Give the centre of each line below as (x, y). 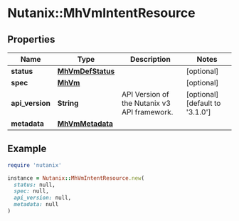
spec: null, (32, 191)
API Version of (145, 94)
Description (150, 59)
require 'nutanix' (34, 165)
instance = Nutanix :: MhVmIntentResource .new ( (76, 178)
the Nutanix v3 (146, 103)
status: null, (34, 185)
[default (199, 103)
